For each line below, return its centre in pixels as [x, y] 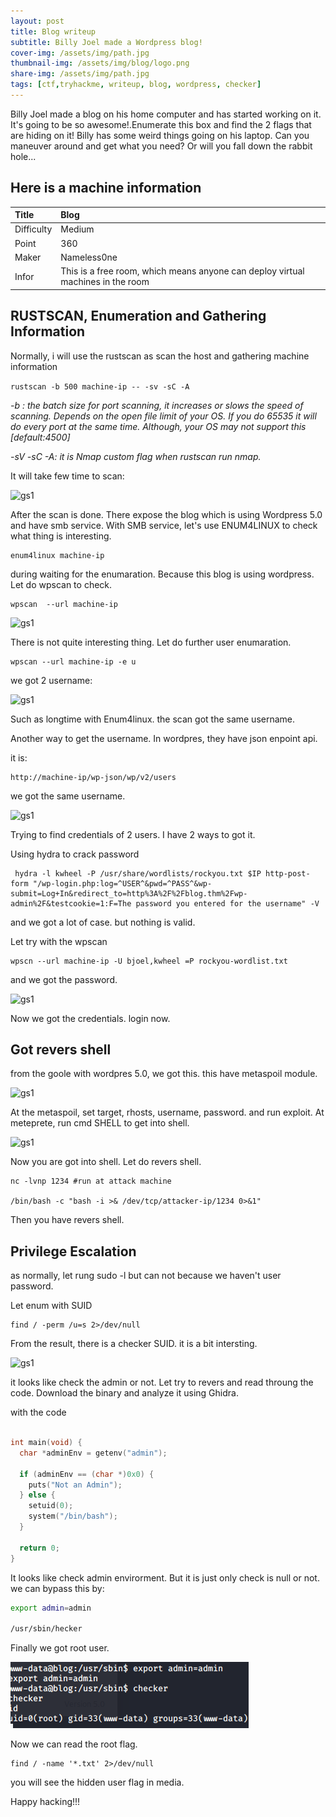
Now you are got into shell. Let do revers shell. [106, 1162]
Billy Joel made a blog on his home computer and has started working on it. [166, 114]
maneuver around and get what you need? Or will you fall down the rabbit [161, 146]
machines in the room [105, 282]
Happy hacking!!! [45, 1802]
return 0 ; [39, 1548]
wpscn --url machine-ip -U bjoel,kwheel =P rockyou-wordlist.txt [149, 961]
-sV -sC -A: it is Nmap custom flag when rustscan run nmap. [136, 456]
